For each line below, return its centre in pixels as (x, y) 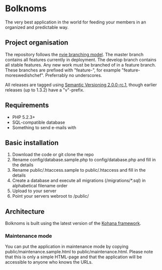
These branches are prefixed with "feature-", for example (63, 70)
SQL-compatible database (38, 122)
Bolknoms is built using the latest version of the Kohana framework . (73, 224)
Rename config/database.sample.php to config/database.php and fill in (84, 160)
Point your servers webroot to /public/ (50, 196)
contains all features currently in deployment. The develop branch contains (81, 60)
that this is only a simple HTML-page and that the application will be (73, 257)
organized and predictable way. (37, 27)
